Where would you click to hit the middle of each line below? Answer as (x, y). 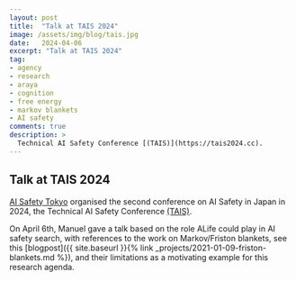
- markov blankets (44, 110)
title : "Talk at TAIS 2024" (64, 26)
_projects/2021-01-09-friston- (211, 248)
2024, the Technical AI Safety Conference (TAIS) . (101, 211)
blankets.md (32, 257)
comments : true (38, 127)
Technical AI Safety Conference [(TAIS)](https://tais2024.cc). (140, 143)
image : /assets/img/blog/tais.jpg (74, 34)
